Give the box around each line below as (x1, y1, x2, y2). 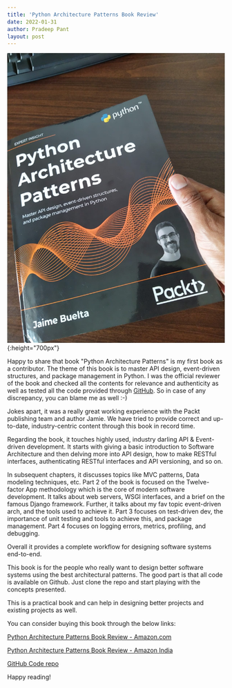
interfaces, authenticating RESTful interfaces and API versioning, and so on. (7, 458, 223, 466)
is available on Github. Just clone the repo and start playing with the (7, 578, 201, 587)
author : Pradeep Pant (7, 26, 70, 32)
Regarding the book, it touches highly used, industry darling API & (7, 435, 195, 444)
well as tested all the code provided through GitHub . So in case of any (7, 386, 206, 395)
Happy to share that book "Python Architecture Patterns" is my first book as (7, 357, 223, 366)
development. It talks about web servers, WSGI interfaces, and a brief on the (7, 493, 225, 501)
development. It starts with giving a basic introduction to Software (26, 442, 214, 451)
